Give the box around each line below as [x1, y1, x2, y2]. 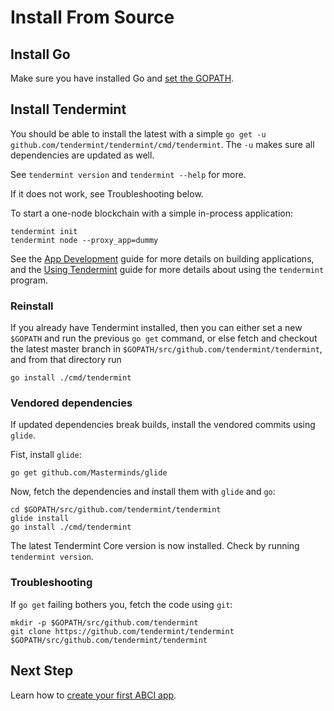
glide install [10, 514, 70, 524]
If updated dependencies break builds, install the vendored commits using [10, 419, 316, 431]
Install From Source [10, 6, 175, 29]
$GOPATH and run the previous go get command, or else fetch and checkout [10, 332, 318, 345]
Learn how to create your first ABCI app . [10, 689, 177, 701]
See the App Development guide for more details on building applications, [10, 252, 315, 265]
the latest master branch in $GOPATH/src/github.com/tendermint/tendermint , [10, 343, 323, 355]
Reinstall [10, 299, 54, 313]
